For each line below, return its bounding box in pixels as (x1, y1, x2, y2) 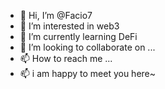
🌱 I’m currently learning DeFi (19, 31, 138, 42)
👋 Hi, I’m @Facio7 (19, 10, 93, 21)
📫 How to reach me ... (19, 53, 113, 64)
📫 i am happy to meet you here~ (19, 68, 157, 79)
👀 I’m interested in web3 (19, 20, 120, 32)
